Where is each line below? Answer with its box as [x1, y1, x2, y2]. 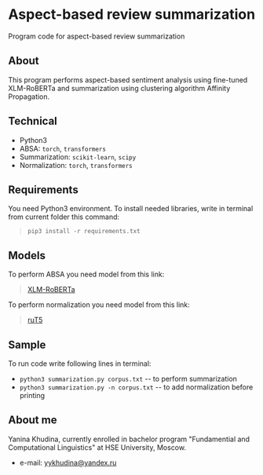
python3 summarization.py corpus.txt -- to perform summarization [19, 375, 238, 383]
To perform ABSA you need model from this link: [8, 269, 165, 280]
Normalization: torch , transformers [19, 160, 133, 170]
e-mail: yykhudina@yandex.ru [19, 458, 117, 467]
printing [19, 391, 46, 400]
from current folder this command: [8, 212, 120, 221]
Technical [8, 115, 57, 128]
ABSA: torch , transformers [19, 144, 106, 153]
